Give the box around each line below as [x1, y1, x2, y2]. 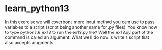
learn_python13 [5, 3, 69, 14]
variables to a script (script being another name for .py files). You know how [5, 24, 157, 30]
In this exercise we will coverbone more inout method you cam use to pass [5, 19, 155, 25]
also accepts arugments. [5, 39, 54, 45]
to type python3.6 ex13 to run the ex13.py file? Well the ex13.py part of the [5, 29, 153, 35]
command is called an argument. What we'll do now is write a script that [5, 34, 149, 40]
